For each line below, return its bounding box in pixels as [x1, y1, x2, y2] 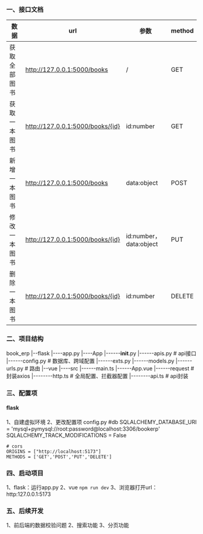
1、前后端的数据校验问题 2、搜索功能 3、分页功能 [6, 521, 129, 529]
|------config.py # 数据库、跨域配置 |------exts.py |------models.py [6, 357, 175, 364]
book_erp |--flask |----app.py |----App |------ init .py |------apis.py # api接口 [6, 349, 196, 357]
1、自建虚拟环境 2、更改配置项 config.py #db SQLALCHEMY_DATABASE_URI [6, 418, 197, 425]
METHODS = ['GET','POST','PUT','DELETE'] [6, 454, 112, 460]
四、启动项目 [6, 469, 44, 477]
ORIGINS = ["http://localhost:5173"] [6, 448, 101, 454]
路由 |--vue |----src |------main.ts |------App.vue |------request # [29, 364, 195, 372]
